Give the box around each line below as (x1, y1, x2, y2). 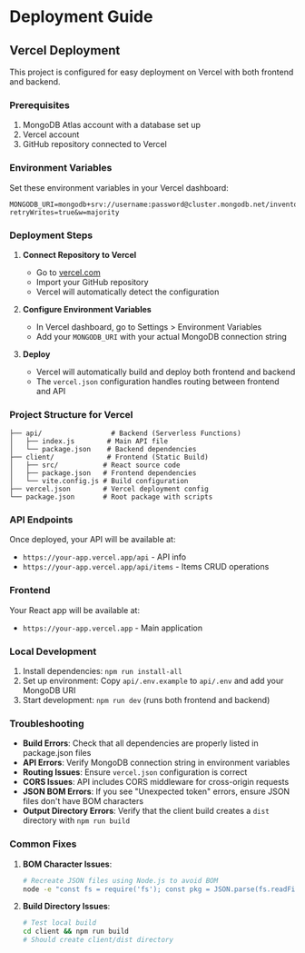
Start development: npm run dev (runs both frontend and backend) (22, 695, 271, 706)
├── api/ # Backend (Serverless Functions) (9, 429, 242, 438)
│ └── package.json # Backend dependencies (9, 445, 197, 454)
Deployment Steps (9, 229, 93, 242)
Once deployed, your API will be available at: (9, 534, 176, 545)
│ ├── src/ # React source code (9, 461, 181, 470)
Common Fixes (9, 838, 77, 850)
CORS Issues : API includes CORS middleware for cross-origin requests (22, 777, 290, 788)
